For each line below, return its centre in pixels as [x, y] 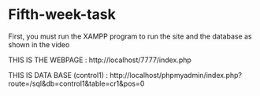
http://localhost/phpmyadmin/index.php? [176, 75]
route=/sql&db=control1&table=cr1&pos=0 [76, 83]
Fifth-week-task [62, 15]
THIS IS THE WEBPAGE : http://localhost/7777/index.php [100, 60]
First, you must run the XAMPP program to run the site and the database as [130, 36]
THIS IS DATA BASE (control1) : [58, 75]
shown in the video [39, 44]
